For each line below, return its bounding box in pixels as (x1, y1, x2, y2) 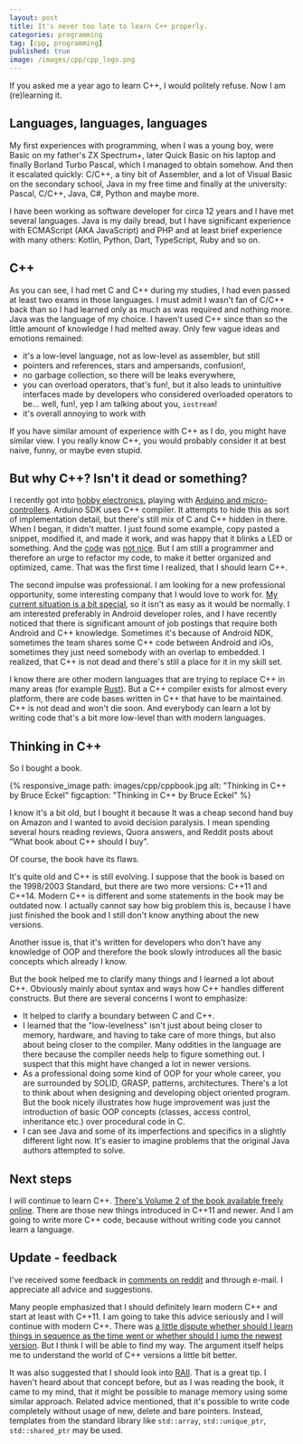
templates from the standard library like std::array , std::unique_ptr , (9, 1415, 267, 1426)
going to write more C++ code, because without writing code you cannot (9, 1214, 281, 1226)
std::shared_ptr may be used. (9, 1424, 124, 1435)
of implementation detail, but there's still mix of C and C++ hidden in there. (9, 514, 288, 525)
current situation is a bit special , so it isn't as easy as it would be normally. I (9, 599, 290, 610)
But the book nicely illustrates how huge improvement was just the (22, 1097, 270, 1108)
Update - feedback (9, 1250, 118, 1266)
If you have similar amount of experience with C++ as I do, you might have (9, 425, 287, 436)
